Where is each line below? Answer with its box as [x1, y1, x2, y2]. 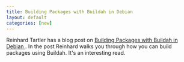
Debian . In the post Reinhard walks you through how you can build [6, 43, 173, 50]
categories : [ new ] [6, 20, 52, 26]
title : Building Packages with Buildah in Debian [6, 8, 133, 15]
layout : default [6, 14, 47, 20]
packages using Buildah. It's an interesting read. [6, 49, 126, 57]
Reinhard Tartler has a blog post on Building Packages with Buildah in [6, 37, 179, 44]
